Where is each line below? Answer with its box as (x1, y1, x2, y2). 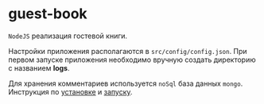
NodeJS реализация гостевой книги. (8, 31, 128, 40)
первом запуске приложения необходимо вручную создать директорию (8, 55, 256, 64)
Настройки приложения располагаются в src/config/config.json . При (8, 46, 248, 56)
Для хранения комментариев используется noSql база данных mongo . (8, 79, 243, 88)
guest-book (8, 5, 87, 23)
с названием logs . (8, 63, 70, 72)
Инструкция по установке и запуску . (8, 87, 133, 96)
